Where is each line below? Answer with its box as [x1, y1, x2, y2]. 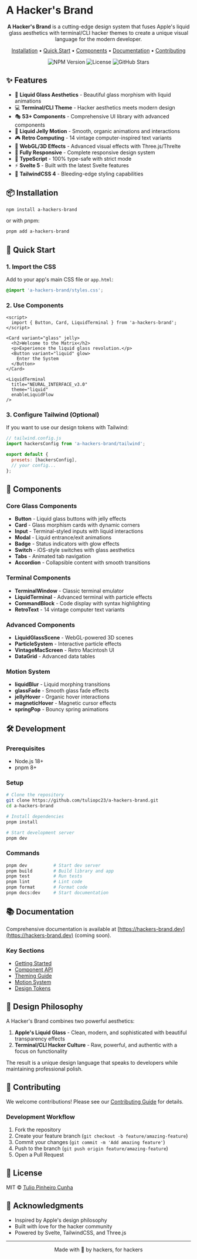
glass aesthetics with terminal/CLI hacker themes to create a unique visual [8, 29, 189, 36]
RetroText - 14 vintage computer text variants [14, 606, 125, 613]
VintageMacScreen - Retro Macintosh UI [14, 647, 114, 654]
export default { [6, 452, 49, 458]
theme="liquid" [11, 387, 49, 393]
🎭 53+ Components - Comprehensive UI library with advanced [14, 112, 169, 120]
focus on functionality [14, 1048, 67, 1055]
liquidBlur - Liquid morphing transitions [14, 681, 110, 688]
